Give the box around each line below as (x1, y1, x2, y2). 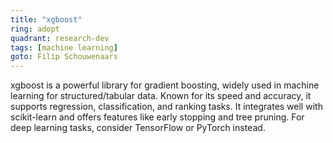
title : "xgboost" (10, 14, 83, 25)
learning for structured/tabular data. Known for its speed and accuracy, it (10, 90, 312, 102)
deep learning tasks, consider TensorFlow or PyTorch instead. (10, 122, 266, 134)
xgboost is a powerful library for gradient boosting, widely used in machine (10, 79, 320, 91)
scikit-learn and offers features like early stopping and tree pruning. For (10, 111, 305, 123)
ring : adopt (10, 24, 60, 34)
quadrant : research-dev (10, 33, 110, 43)
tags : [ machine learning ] (10, 42, 118, 53)
